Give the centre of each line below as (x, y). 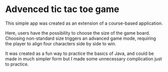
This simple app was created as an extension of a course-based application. (84, 23)
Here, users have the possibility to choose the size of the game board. (78, 33)
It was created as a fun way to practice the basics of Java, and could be (79, 53)
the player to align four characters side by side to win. (61, 43)
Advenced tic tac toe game (62, 9)
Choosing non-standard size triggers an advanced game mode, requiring (81, 38)
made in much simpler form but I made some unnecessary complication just (83, 58)
